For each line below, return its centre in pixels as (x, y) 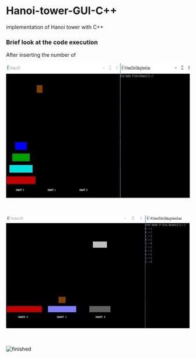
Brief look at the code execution (52, 42)
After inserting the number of (41, 55)
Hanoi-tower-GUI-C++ (62, 11)
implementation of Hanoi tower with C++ (55, 27)
